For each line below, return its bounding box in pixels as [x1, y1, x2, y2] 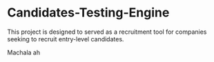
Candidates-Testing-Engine [7, 5, 170, 21]
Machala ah [7, 48, 40, 56]
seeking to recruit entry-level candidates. [7, 34, 124, 43]
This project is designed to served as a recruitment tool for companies [7, 28, 207, 36]
